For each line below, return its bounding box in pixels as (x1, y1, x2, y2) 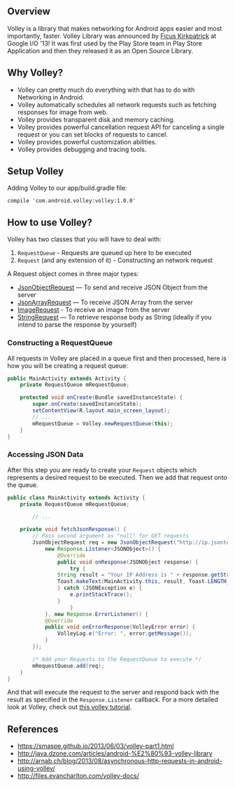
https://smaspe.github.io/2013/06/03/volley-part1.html (17, 742, 174, 751)
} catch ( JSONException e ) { (57, 584, 142, 591)
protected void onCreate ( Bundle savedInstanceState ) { (20, 394, 183, 402)
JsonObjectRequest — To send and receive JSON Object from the (17, 283, 208, 292)
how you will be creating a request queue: (7, 361, 128, 370)
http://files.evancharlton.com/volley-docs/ (17, 772, 140, 780)
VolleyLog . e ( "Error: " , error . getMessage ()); (57, 630, 192, 637)
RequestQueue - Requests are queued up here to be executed (17, 249, 192, 257)
